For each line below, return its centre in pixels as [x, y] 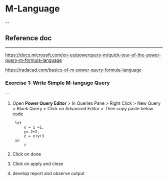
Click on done [27, 154]
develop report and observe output [48, 174]
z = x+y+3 [34, 136]
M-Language [32, 9]
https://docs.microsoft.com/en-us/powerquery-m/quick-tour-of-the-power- [83, 55]
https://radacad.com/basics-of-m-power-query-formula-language [73, 70]
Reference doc [28, 38]
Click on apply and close [38, 164]
